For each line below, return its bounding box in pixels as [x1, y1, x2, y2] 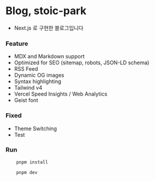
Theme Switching [14, 125, 57, 132]
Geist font [14, 97, 38, 104]
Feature [5, 40, 28, 48]
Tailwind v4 [14, 84, 43, 91]
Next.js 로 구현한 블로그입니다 [14, 24, 84, 31]
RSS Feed [14, 65, 38, 73]
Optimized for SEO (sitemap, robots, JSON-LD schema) [14, 59, 150, 66]
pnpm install [16, 159, 49, 165]
